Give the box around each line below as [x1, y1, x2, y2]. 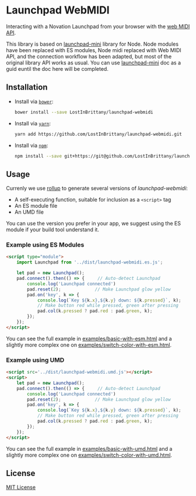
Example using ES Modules [6, 241, 85, 249]
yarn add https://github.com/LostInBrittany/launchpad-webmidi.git [14, 131, 182, 137]
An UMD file [14, 208, 44, 215]
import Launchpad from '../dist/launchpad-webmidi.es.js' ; [16, 259, 163, 265]
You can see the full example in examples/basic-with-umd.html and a [6, 445, 173, 452]
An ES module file [14, 203, 58, 210]
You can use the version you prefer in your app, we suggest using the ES [6, 220, 181, 227]
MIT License [6, 484, 36, 491]
